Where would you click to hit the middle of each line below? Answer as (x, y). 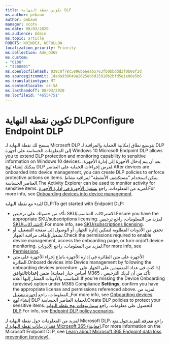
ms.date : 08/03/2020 (27, 29)
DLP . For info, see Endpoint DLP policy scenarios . (64, 311)
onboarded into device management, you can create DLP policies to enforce (85, 172)
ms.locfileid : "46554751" (32, 95)
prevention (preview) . (28, 337)
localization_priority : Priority (41, 48)
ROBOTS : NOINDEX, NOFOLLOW (34, 43)
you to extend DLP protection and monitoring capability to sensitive (76, 156)
